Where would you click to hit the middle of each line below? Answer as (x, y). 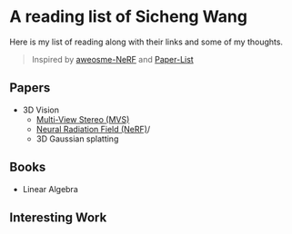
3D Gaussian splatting (77, 139)
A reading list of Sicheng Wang (129, 17)
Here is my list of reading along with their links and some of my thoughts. (146, 42)
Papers (30, 88)
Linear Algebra (50, 189)
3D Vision (40, 110)
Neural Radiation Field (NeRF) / (93, 129)
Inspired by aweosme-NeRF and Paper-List (112, 59)
